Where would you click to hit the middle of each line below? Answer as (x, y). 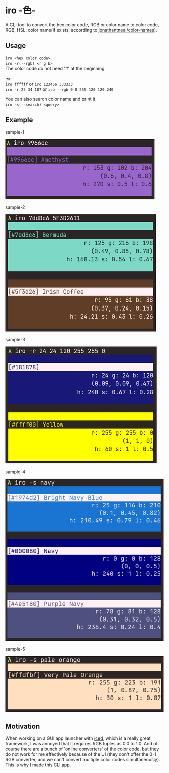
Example (19, 120)
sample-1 (15, 132)
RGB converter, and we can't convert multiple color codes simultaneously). (83, 760)
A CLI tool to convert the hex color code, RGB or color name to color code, (82, 24)
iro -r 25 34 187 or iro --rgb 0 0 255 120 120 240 (59, 89)
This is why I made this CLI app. (38, 765)
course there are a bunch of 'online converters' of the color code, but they (82, 749)
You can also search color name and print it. (51, 99)
